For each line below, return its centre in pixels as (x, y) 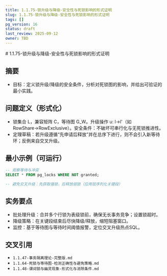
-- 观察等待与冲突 (22, 170)
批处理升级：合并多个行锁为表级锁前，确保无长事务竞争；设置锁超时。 (87, 214)
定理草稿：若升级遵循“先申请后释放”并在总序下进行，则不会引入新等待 (86, 134)
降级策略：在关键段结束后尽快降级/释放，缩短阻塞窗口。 (72, 221)
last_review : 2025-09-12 (32, 34)
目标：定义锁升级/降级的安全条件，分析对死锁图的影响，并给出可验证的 (87, 84)
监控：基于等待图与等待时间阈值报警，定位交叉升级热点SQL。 (78, 227)
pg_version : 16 (21, 24)
